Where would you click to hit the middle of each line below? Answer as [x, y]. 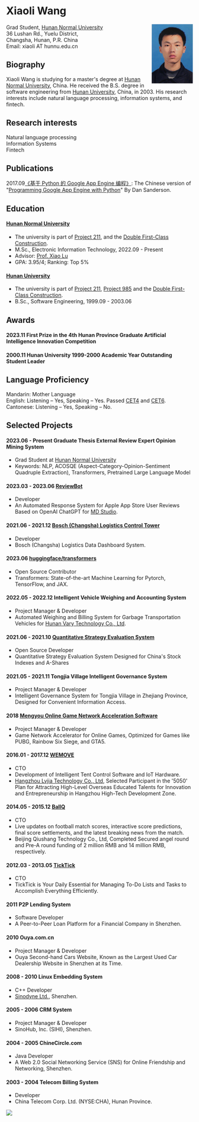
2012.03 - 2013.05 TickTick [41, 865]
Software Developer [39, 918]
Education [25, 209]
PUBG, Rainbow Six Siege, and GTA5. [60, 741]
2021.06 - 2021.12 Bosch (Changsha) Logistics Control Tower [83, 525]
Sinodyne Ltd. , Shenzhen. [46, 996]
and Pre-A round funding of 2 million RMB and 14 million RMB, [90, 845]
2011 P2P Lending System [38, 904]
